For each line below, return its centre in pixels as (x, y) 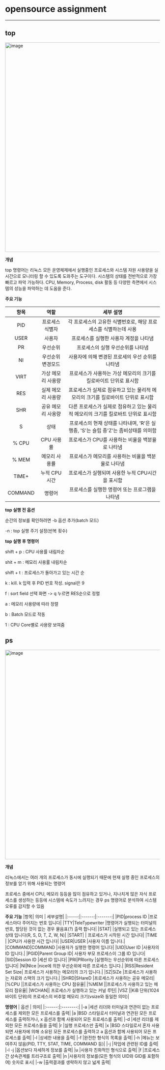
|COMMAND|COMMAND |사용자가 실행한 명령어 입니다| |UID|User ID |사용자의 (82, 947)
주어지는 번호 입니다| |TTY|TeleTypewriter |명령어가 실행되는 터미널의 (89, 923)
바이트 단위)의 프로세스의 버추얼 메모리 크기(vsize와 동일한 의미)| (67, 996)
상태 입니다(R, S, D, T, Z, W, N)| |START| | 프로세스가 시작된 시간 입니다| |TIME (81, 935)
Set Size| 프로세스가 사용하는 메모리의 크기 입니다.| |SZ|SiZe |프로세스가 (74, 972)
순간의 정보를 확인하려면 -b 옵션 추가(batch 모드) (52, 520)
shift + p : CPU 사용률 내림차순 (35, 551)
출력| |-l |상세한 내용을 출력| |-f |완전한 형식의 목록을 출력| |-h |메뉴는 (88, 1038)
